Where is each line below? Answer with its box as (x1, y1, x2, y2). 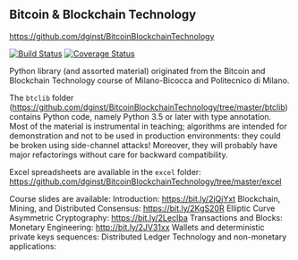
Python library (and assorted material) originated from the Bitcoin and (9, 65, 266, 76)
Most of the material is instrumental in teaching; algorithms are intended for (9, 121, 288, 131)
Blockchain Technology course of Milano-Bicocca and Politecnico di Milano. (9, 75, 290, 86)
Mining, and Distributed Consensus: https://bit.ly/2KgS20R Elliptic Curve (9, 203, 276, 214)
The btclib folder (9, 92, 74, 103)
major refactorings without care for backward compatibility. (9, 149, 228, 160)
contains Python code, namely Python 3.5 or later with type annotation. (9, 111, 272, 122)
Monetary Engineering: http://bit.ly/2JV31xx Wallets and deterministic (9, 222, 266, 232)
